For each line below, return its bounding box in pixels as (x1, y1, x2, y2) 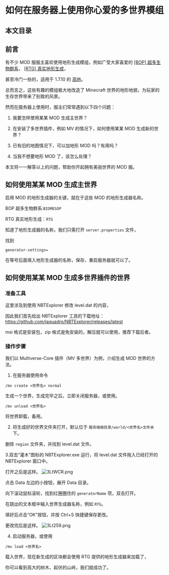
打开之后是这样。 (5, 469, 41, 475)
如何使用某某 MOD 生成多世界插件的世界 (5, 273, 130, 282)
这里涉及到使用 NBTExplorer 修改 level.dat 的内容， (5, 302, 112, 308)
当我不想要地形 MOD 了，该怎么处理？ (12, 153, 92, 160)
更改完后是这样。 (5, 522, 41, 529)
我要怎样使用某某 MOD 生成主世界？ (12, 115, 88, 121)
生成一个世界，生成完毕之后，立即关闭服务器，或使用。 (5, 393, 120, 399)
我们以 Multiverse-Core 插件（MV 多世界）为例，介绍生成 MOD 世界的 (5, 355, 151, 361)
